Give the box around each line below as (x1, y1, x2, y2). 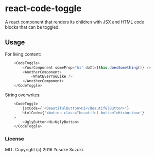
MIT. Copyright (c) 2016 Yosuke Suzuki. (5, 146, 84, 152)
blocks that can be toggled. (5, 24, 60, 30)
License (5, 136, 24, 142)
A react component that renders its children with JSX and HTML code (5, 19, 145, 25)
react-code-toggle (5, 3, 82, 14)
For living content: (5, 51, 41, 57)
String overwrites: (5, 92, 41, 98)
